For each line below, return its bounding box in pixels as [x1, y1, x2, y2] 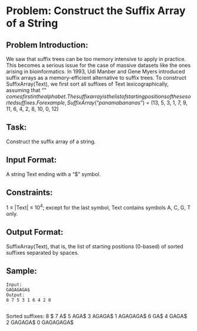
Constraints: [6, 188, 53, 198]
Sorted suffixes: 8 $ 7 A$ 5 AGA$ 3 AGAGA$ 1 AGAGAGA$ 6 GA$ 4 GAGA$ [6, 312, 188, 319]
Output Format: [6, 227, 64, 237]
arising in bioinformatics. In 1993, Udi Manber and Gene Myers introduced [6, 68, 185, 75]
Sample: [6, 266, 37, 276]
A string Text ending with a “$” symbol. [6, 170, 101, 177]
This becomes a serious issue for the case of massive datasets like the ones [6, 62, 191, 69]
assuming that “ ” [6, 87, 46, 93]
